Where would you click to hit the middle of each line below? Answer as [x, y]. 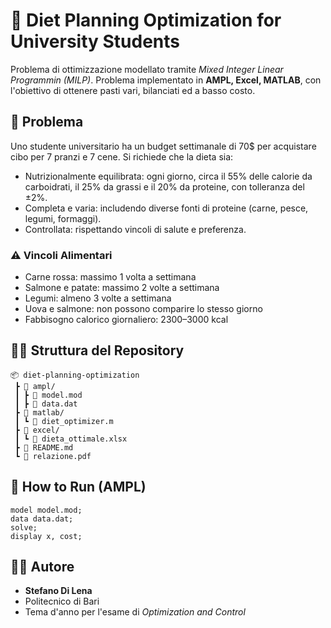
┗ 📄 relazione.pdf [53, 456]
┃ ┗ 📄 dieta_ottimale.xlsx [71, 439]
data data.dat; [42, 519]
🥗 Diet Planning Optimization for [146, 20]
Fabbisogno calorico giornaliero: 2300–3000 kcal [126, 320]
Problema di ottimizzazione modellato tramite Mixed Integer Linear [147, 69]
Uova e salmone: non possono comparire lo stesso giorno [143, 309]
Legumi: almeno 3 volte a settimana [98, 298]
